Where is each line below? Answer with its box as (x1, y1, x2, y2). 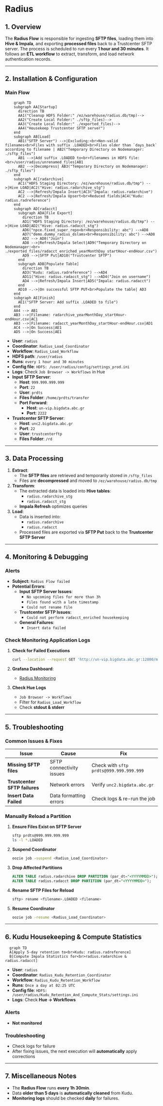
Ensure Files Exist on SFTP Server (12, 824, 81, 830)
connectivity (49, 765, 79, 771)
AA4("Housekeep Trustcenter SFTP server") (17, 126, 105, 130)
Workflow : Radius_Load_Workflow (12, 348, 79, 354)
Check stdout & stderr (19, 705, 65, 710)
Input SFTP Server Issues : (19, 589, 73, 594)
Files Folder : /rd (19, 435, 52, 442)
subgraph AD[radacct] (14, 206, 57, 211)
